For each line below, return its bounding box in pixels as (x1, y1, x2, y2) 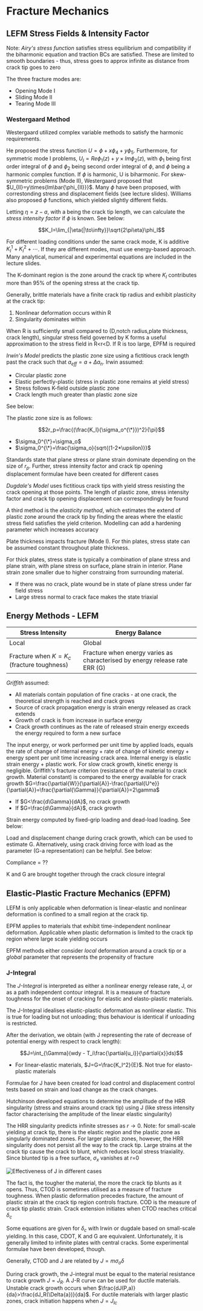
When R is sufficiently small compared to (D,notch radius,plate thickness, (6, 327, 188, 334)
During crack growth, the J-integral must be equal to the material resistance (6, 1270, 195, 1278)
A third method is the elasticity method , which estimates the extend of (6, 507, 181, 514)
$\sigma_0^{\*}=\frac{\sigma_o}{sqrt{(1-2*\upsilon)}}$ (14, 444, 151, 452)
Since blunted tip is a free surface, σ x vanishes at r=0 (6, 1154, 140, 1163)
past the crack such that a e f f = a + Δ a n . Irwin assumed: (6, 358, 144, 367)
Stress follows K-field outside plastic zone (14, 384, 120, 392)
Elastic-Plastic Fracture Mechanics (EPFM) (6, 888, 171, 898)
